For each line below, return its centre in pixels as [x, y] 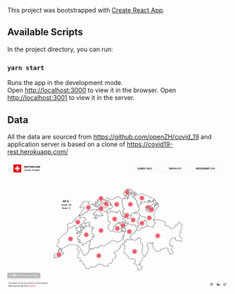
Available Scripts [45, 32]
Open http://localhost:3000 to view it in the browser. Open [92, 90]
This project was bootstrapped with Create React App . [86, 10]
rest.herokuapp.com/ [38, 151]
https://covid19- [150, 144]
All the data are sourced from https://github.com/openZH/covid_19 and [110, 136]
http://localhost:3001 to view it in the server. [71, 98]
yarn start [26, 68]
